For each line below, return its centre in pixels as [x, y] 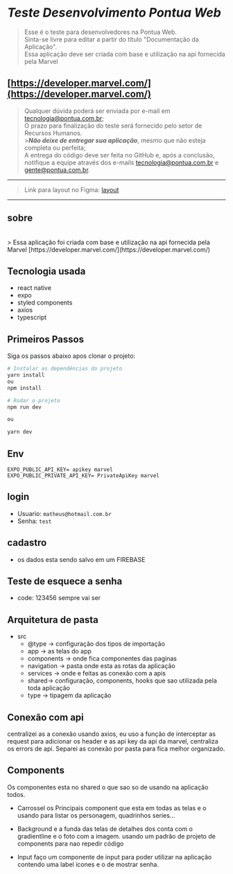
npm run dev [24, 407]
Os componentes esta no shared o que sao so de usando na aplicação [108, 787]
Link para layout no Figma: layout [71, 189]
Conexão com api [46, 717]
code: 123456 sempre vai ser [59, 598]
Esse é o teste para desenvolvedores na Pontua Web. [100, 32]
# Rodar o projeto [34, 400]
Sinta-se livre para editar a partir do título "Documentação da [111, 39]
